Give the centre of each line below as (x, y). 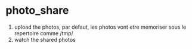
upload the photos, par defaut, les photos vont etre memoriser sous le (100, 27)
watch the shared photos (45, 39)
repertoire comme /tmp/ (44, 33)
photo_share (37, 10)
